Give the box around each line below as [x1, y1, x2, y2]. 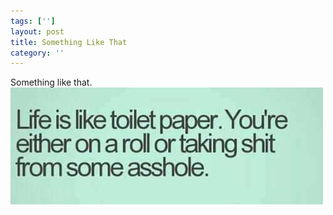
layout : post [10, 26, 65, 37]
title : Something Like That [10, 37, 128, 47]
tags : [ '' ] [10, 16, 56, 26]
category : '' [10, 48, 65, 58]
